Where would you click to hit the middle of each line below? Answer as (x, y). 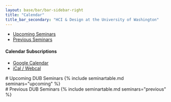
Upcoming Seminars (34, 34)
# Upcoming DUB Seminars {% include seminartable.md (65, 78)
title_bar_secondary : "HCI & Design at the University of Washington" (82, 19)
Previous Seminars (33, 39)
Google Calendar (30, 63)
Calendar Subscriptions (31, 51)
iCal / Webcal (27, 68)
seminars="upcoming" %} (33, 84)
